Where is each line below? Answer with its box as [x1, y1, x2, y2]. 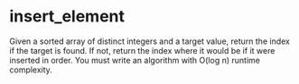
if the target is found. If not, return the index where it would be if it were [9, 45, 276, 55]
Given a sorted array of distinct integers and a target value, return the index [9, 36, 291, 46]
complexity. [9, 64, 52, 75]
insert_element [9, 6, 125, 27]
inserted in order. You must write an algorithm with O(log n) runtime [9, 55, 260, 65]
